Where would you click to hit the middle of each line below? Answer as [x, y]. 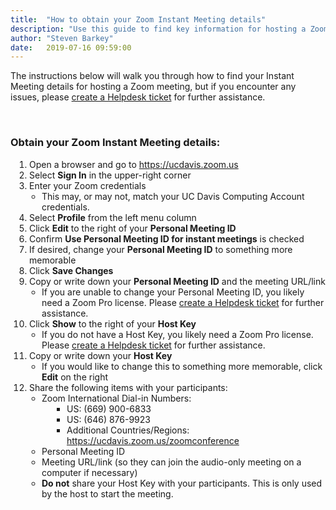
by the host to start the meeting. [107, 493]
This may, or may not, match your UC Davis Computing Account [173, 196]
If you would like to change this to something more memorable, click [182, 366]
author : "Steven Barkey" [62, 38]
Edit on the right [74, 377]
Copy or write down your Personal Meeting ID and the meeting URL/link [177, 281]
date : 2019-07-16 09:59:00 [71, 47]
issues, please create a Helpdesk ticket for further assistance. [138, 97]
